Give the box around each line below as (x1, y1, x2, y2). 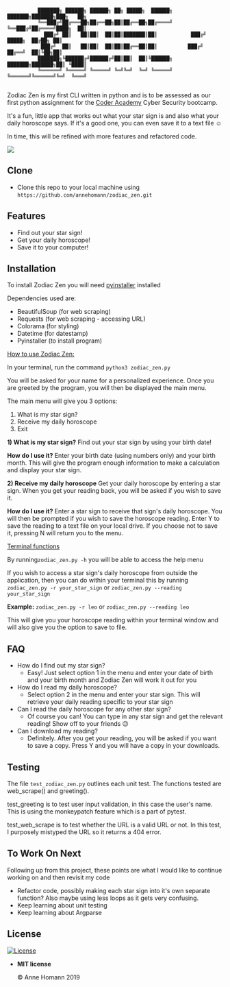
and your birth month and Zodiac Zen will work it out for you (27, 676, 197, 684)
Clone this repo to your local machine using (16, 183, 140, 191)
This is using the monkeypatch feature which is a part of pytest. (7, 807, 187, 816)
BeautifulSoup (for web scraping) (16, 308, 112, 316)
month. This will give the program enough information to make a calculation (7, 459, 220, 467)
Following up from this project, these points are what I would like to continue (7, 866, 222, 874)
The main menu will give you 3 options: (7, 397, 118, 405)
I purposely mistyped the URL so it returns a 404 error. (7, 828, 162, 836)
